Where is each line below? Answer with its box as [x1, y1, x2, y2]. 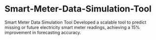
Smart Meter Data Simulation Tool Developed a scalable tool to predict [4, 19, 147, 25]
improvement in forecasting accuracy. [4, 29, 81, 35]
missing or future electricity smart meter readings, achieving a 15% [4, 24, 140, 30]
